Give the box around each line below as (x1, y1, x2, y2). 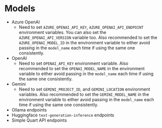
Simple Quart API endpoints (11, 117, 67, 123)
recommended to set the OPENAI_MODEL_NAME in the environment (18, 65, 145, 71)
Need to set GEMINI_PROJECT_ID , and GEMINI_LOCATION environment (18, 86, 150, 92)
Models (4, 3, 35, 14)
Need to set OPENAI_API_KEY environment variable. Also (18, 60, 129, 66)
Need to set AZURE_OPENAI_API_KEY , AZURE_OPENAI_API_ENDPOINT (18, 24, 144, 30)
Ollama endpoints (11, 107, 47, 112)
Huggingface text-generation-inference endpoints (11, 112, 114, 118)
